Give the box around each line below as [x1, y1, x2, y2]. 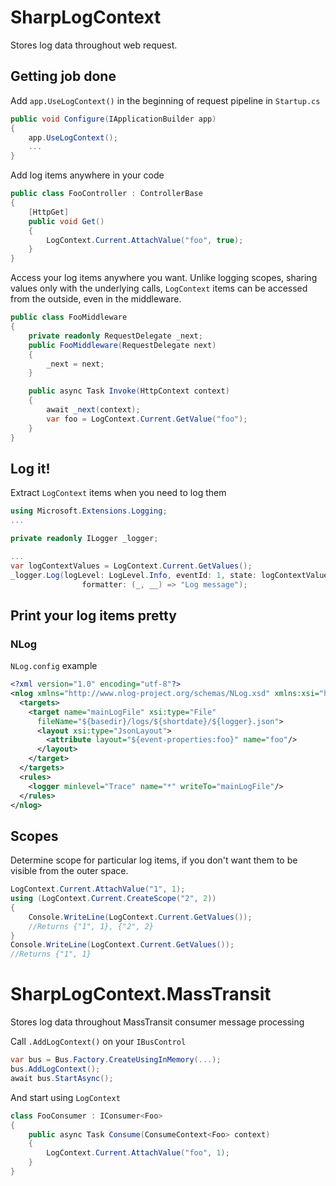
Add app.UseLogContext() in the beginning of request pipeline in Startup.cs [10, 94, 321, 106]
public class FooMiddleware [10, 312, 128, 323]
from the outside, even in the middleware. [10, 293, 182, 305]
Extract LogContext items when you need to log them [10, 487, 227, 499]
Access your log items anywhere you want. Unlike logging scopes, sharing [10, 272, 318, 284]
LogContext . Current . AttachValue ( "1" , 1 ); [10, 884, 186, 895]
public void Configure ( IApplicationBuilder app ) [10, 114, 217, 124]
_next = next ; [46, 359, 105, 369]
